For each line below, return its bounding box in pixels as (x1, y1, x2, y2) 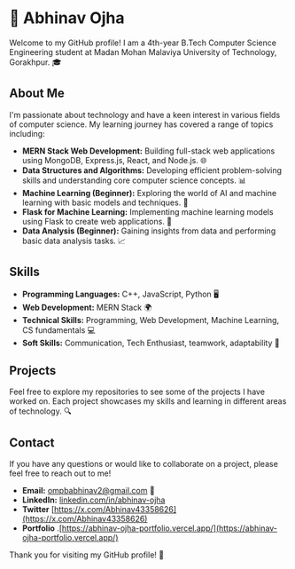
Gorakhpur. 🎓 (9, 57, 62, 67)
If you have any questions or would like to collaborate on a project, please (9, 459, 279, 470)
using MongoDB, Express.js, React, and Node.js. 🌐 (21, 154, 207, 165)
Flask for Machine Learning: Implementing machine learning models (21, 206, 274, 217)
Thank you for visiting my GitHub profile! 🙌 (9, 549, 165, 560)
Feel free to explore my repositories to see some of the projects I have (9, 386, 266, 398)
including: (9, 128, 46, 138)
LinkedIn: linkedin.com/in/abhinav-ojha (21, 494, 166, 505)
